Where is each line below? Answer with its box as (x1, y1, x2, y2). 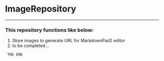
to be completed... (12, 43, 49, 49)
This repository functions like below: (5, 27, 94, 33)
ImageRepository (5, 3, 77, 15)
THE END (7, 52, 23, 57)
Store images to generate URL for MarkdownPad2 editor (12, 38, 125, 44)
